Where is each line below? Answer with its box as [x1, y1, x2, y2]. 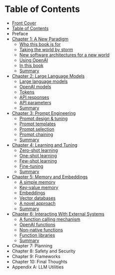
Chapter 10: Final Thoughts [11, 259, 68, 265]
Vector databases [19, 195, 56, 201]
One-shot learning [19, 152, 57, 158]
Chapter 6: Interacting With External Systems [11, 211, 105, 217]
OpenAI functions [19, 221, 56, 228]
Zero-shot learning [19, 147, 58, 153]
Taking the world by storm [19, 46, 73, 52]
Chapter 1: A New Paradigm [11, 36, 69, 42]
